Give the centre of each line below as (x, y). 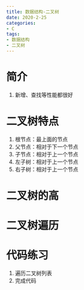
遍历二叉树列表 (33, 273)
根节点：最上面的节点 (41, 139)
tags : (13, 34)
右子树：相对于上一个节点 (46, 169)
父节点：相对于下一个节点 (46, 147)
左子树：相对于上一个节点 (46, 162)
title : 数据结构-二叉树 (33, 12)
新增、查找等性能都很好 (44, 94)
